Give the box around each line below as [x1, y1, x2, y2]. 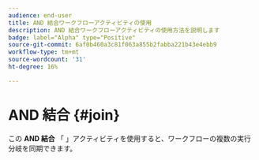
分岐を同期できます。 [8, 143, 77, 153]
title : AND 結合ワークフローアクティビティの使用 [8, 19, 152, 27]
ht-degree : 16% [8, 63, 58, 71]
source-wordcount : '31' [8, 56, 87, 64]
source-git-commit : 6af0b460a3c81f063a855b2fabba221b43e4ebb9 [8, 41, 217, 49]
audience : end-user [8, 11, 73, 20]
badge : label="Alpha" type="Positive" [8, 33, 136, 42]
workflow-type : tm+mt [8, 48, 80, 56]
